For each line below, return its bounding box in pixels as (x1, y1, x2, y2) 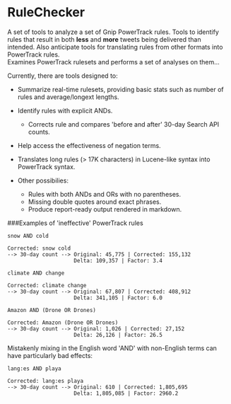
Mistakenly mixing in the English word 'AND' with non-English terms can (7, 344, 218, 352)
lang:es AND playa (7, 365, 61, 372)
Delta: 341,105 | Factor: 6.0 (73, 294, 162, 301)
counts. (28, 127, 51, 136)
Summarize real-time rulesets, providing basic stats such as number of (17, 85, 224, 93)
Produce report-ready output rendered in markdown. (28, 204, 182, 213)
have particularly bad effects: (7, 351, 93, 359)
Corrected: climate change (7, 282, 87, 289)
